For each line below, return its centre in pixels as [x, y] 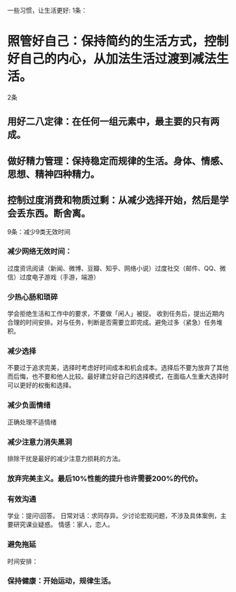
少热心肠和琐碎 [33, 297]
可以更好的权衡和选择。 [41, 385]
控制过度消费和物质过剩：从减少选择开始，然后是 [113, 200]
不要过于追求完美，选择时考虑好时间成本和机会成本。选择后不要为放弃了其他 [118, 368]
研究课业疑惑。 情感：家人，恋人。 [63, 525]
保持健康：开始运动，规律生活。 [61, 581]
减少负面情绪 [29, 405]
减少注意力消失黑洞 [40, 442]
